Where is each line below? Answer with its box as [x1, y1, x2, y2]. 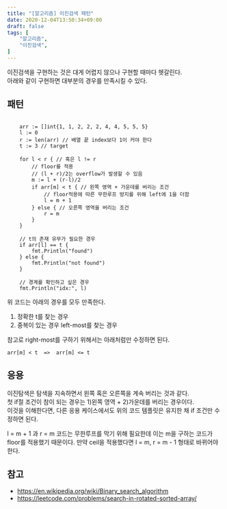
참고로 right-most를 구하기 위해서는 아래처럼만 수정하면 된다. [7, 335, 170, 344]
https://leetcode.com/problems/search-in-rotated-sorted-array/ [16, 495, 197, 503]
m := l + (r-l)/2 [31, 176, 81, 183]
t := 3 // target [19, 142, 69, 150]
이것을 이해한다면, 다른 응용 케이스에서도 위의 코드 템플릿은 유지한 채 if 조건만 [7, 406, 213, 414]
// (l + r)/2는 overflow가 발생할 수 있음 [31, 170, 143, 177]
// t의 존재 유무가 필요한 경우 [19, 235, 96, 242]
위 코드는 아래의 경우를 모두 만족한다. [7, 298, 106, 306]
